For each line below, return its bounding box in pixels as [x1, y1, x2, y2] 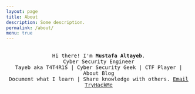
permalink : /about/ [6, 25, 54, 31]
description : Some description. [6, 19, 85, 25]
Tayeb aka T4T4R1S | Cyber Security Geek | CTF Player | [15, 64, 183, 71]
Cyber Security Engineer [63, 58, 135, 65]
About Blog [83, 70, 115, 76]
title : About [6, 14, 38, 20]
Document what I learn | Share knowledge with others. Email [8, 76, 189, 82]
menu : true [6, 30, 33, 36]
